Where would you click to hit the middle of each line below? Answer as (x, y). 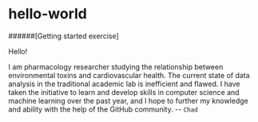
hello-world (48, 14)
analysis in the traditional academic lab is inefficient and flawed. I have (124, 84)
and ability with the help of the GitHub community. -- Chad (103, 109)
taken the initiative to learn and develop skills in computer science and (124, 92)
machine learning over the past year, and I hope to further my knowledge (129, 100)
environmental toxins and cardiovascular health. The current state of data (129, 75)
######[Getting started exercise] (64, 36)
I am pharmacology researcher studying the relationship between (116, 67)
